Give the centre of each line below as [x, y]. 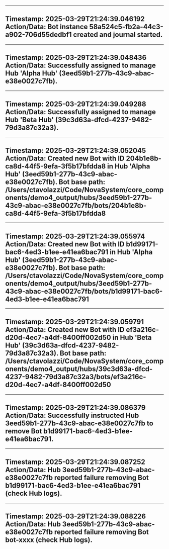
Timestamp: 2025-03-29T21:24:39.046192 [75, 19]
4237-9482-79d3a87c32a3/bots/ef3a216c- [76, 377]
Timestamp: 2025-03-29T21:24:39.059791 [75, 322]
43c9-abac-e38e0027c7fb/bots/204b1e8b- [76, 205]
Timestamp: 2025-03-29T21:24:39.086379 [75, 408]
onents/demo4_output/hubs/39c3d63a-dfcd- [79, 369]
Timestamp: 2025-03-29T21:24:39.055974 [75, 236]
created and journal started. [118, 35]
